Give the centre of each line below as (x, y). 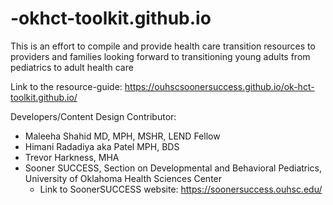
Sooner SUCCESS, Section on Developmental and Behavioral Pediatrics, (173, 168)
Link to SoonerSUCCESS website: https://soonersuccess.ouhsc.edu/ (181, 189)
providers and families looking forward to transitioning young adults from (160, 56)
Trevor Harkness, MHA (72, 157)
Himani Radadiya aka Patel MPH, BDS (102, 146)
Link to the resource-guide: (66, 86)
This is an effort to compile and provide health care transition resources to (163, 46)
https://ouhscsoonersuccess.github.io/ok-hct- (219, 86)
